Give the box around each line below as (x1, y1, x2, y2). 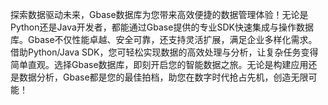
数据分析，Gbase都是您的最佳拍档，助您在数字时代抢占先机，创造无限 (18, 71, 309, 83)
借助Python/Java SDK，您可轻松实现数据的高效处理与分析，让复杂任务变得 (10, 46, 319, 58)
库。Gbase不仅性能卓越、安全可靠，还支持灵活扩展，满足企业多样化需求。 (10, 34, 318, 45)
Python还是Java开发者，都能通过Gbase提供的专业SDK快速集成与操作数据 (10, 21, 314, 33)
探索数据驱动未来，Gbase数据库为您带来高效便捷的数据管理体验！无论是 (10, 9, 309, 20)
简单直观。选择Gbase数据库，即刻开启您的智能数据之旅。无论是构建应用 (10, 59, 309, 70)
